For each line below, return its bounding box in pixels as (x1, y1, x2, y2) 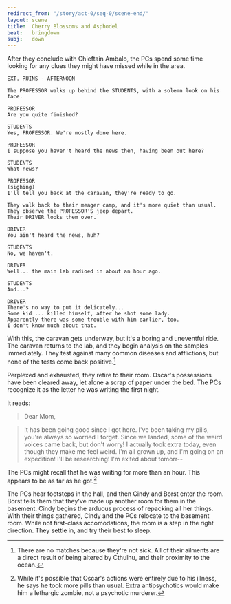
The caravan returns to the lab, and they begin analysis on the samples (7, 342, 208, 350)
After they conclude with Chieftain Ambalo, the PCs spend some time (7, 54, 203, 63)
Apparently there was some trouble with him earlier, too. (7, 316, 180, 324)
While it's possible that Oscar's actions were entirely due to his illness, (16, 574, 217, 583)
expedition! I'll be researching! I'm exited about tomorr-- (23, 455, 184, 463)
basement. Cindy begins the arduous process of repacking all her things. (7, 504, 214, 513)
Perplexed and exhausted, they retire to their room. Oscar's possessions (7, 371, 212, 379)
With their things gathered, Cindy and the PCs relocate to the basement (7, 512, 210, 520)
